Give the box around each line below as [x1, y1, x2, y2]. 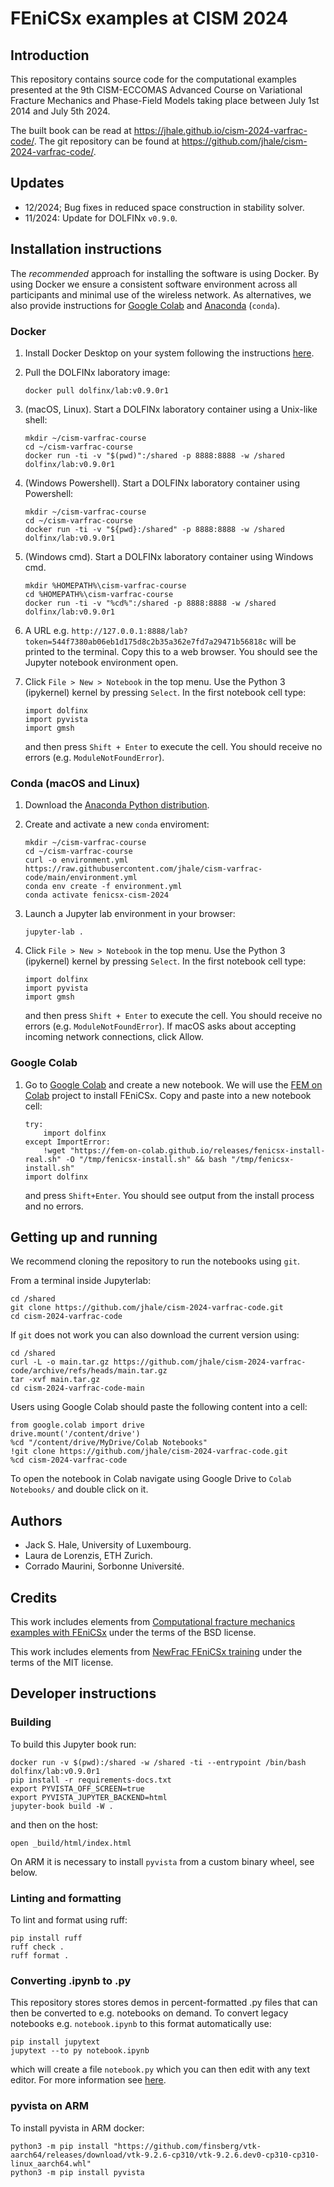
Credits [10, 1589, 58, 1606]
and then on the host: [10, 1818, 99, 1831]
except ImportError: [24, 1137, 111, 1147]
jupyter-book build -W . [10, 1801, 114, 1811]
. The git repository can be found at [33, 135, 180, 147]
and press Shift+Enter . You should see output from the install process [24, 1189, 315, 1201]
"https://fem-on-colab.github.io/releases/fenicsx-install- [69, 1145, 326, 1156]
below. [10, 1866, 38, 1878]
